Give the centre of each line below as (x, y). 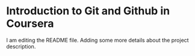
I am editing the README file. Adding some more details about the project (97, 40)
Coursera (30, 24)
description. (21, 46)
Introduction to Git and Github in (88, 11)
